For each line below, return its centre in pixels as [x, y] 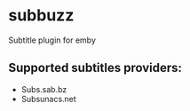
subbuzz [41, 16]
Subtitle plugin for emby [52, 40]
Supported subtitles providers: [95, 68]
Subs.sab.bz [44, 89]
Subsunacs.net [48, 99]
